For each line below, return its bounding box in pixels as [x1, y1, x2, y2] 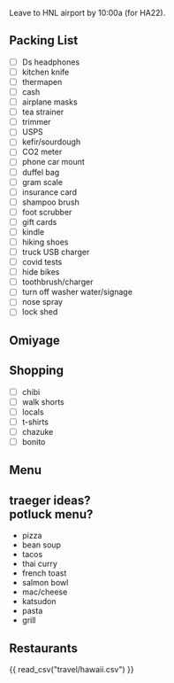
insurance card [21, 186, 78, 198]
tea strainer [21, 106, 64, 118]
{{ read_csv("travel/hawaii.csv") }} [9, 664, 134, 675]
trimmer [21, 117, 51, 128]
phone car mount [21, 157, 86, 167]
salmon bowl [21, 578, 69, 588]
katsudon [21, 596, 57, 607]
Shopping [9, 363, 64, 378]
